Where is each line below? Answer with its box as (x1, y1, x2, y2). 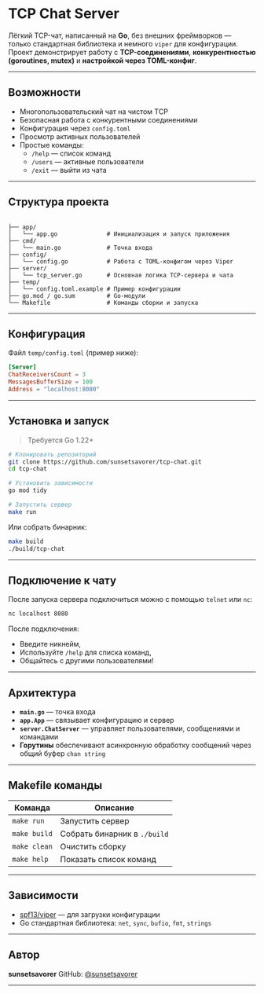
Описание (93, 802, 135, 813)
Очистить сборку (60, 841, 126, 852)
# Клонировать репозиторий (8, 450, 97, 458)
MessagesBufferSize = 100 (8, 378, 93, 386)
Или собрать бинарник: (8, 522, 87, 531)
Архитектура (8, 686, 77, 699)
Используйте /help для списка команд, (19, 647, 152, 657)
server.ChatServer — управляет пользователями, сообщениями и (19, 724, 240, 733)
